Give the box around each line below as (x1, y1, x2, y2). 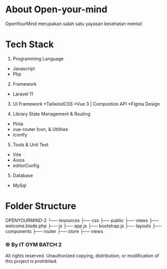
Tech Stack (5, 39, 54, 50)
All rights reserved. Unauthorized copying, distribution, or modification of (5, 253, 159, 259)
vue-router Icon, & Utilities (12, 126, 68, 132)
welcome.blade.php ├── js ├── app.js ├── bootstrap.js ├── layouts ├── (5, 222, 162, 229)
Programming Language (12, 55, 64, 62)
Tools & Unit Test (12, 141, 49, 147)
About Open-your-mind (5, 4, 108, 15)
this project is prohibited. (5, 258, 58, 264)
